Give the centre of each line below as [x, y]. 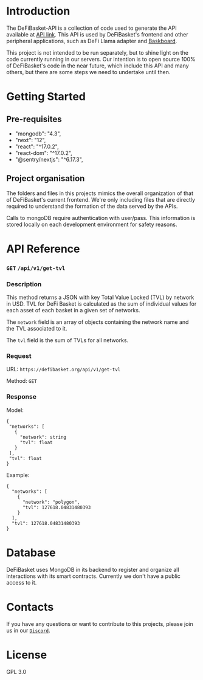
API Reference [43, 249]
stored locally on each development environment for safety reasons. [92, 224]
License [27, 655]
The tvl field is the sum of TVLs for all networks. [67, 340]
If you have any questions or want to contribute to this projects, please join [100, 623]
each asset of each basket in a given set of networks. [73, 311]
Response [21, 397]
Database [31, 553]
